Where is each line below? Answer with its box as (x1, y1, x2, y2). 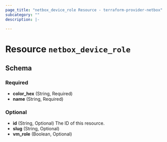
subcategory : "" (5, 12, 40, 17)
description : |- (5, 17, 40, 22)
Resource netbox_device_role (5, 44, 131, 55)
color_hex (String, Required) (12, 91, 73, 97)
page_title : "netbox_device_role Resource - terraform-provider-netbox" (5, 7, 163, 13)
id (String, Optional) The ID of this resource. (12, 120, 105, 126)
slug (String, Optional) (12, 126, 60, 132)
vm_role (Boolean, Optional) (12, 131, 72, 137)
